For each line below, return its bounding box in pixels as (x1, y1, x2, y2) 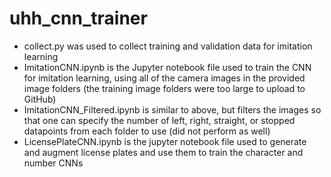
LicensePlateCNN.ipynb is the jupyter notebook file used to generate (23, 135, 307, 147)
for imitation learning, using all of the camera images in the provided (23, 72, 306, 84)
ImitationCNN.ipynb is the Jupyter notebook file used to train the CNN (23, 61, 312, 73)
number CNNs (23, 157, 84, 169)
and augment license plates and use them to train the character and (23, 146, 304, 158)
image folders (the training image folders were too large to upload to (23, 82, 306, 94)
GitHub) (23, 93, 57, 105)
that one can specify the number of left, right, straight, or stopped (23, 114, 296, 126)
